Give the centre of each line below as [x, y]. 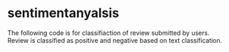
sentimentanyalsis [63, 13]
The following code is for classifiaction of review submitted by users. [108, 33]
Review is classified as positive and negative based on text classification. [115, 40]
